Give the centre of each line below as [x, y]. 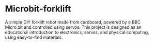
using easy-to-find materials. [34, 37]
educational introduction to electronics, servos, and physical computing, [77, 32]
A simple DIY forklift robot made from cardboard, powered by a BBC [73, 22]
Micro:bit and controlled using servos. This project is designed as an [73, 27]
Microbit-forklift [38, 9]
